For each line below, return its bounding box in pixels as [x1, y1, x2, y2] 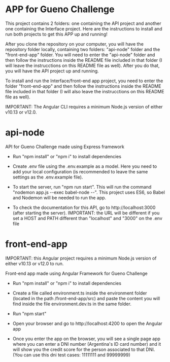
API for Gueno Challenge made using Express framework [5, 143, 124, 150]
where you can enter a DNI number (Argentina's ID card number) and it [12, 341, 161, 347]
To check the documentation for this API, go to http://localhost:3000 [12, 204, 156, 210]
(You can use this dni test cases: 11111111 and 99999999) [12, 351, 130, 358]
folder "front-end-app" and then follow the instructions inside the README [5, 83, 161, 89]
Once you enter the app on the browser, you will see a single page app [12, 336, 161, 342]
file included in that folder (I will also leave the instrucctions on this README [5, 88, 164, 94]
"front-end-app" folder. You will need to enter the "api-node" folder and [5, 52, 155, 58]
